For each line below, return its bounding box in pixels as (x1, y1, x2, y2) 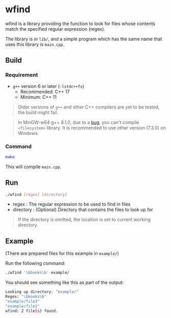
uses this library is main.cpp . (5, 41, 65, 47)
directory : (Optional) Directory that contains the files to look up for (12, 207, 153, 213)
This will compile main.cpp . (5, 164, 62, 170)
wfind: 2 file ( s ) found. (5, 308, 58, 313)
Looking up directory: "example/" (5, 289, 79, 294)
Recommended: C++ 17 (20, 88, 70, 95)
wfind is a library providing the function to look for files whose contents (5, 20, 156, 27)
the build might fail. (17, 109, 59, 116)
